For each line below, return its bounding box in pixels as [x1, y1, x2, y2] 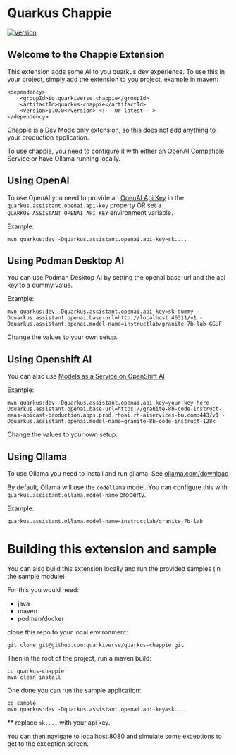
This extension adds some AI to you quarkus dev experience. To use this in [7, 67, 225, 75]
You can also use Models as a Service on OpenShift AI [7, 372, 166, 381]
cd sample [7, 699, 37, 706]
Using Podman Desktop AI [7, 254, 125, 266]
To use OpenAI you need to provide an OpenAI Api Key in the [7, 193, 185, 202]
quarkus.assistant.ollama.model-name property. [7, 491, 147, 498]
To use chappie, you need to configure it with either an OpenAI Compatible [7, 147, 225, 155]
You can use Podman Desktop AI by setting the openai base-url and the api [7, 274, 225, 282]
